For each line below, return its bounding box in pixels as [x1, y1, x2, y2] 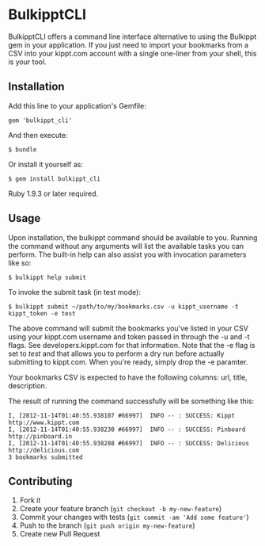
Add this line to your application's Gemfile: [8, 101, 146, 110]
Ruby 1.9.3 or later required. [8, 189, 99, 198]
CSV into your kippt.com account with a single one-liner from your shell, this [8, 48, 257, 58]
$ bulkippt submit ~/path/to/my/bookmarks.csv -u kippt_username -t [8, 303, 239, 311]
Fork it [19, 495, 41, 505]
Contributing [8, 474, 73, 488]
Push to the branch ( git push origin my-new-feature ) [19, 521, 195, 530]
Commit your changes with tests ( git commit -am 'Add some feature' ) [19, 513, 249, 522]
